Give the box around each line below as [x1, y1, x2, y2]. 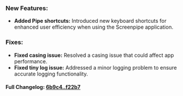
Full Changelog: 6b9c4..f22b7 [5, 84, 81, 91]
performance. [14, 57, 48, 65]
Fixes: [5, 38, 24, 46]
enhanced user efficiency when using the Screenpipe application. [14, 23, 174, 30]
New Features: [5, 4, 48, 12]
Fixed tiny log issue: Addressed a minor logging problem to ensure [14, 64, 177, 71]
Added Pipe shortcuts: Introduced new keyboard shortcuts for [14, 18, 167, 25]
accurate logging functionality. [14, 70, 88, 77]
